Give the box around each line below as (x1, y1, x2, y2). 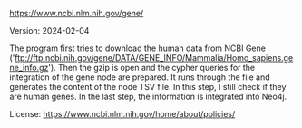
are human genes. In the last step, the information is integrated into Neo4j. (9, 91, 287, 102)
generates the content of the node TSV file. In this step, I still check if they (9, 82, 287, 92)
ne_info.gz (9, 63, 49, 73)
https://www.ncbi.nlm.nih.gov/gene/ (9, 8, 144, 18)
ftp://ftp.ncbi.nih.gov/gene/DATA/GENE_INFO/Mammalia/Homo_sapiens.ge (15, 53, 294, 63)
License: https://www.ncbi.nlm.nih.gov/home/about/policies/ (9, 109, 236, 119)
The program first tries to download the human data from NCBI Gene (9, 43, 266, 54)
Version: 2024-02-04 (9, 25, 90, 35)
